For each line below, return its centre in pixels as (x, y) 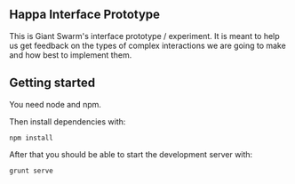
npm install (31, 138)
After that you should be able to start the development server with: (131, 154)
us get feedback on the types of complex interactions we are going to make (147, 45)
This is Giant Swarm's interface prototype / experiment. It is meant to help (144, 36)
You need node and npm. (56, 104)
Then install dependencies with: (68, 121)
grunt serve (31, 171)
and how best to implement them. (71, 55)
